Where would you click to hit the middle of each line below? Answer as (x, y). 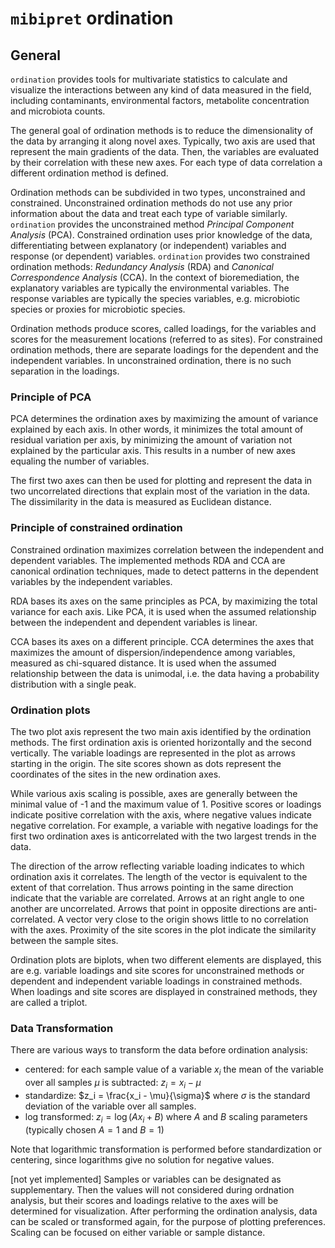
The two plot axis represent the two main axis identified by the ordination (161, 731)
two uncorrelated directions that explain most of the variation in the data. (160, 491)
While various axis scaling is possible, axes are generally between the (154, 793)
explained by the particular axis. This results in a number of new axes (153, 451)
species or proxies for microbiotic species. (98, 309)
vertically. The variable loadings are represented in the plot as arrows (153, 753)
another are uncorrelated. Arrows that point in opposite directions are (153, 908)
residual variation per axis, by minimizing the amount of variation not (151, 440)
